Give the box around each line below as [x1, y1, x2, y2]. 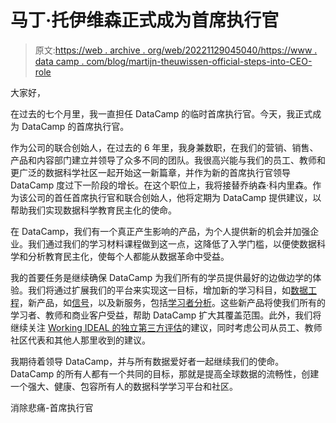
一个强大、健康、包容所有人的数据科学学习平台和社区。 [10, 380, 238, 392]
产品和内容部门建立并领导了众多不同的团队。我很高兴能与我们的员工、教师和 [10, 154, 326, 166]
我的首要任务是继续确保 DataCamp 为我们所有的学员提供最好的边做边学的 [10, 271, 313, 283]
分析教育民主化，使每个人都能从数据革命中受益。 [27, 250, 230, 262]
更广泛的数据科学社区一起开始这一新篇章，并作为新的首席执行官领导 [10, 166, 291, 178]
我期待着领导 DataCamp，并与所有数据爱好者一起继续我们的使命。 [10, 355, 285, 367]
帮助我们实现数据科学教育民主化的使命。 [10, 204, 177, 216]
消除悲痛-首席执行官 [10, 401, 94, 413]
